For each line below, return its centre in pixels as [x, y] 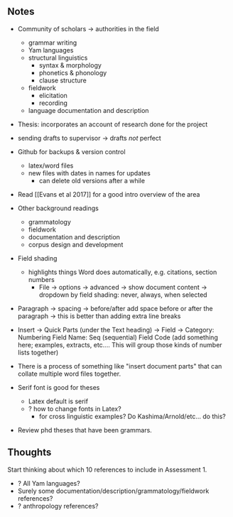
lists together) [38, 352]
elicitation [53, 95]
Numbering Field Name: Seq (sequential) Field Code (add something [118, 337]
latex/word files [51, 165]
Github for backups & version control [71, 151]
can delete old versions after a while [92, 180]
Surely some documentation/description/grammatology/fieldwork [113, 491]
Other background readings [58, 208]
